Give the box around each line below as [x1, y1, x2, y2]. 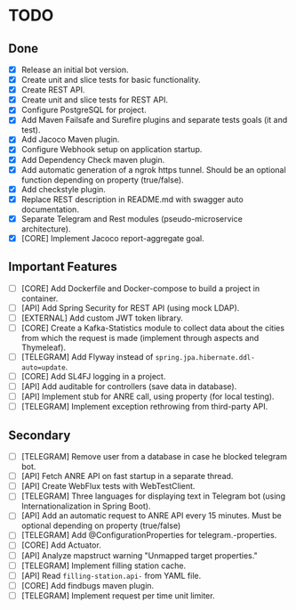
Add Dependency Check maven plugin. [20, 154, 165, 165]
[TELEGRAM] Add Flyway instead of [20, 351, 154, 362]
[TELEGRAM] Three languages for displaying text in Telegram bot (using [20, 491, 286, 501]
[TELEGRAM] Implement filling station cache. [20, 560, 187, 571]
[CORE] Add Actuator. [20, 540, 101, 550]
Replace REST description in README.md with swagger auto [20, 193, 244, 205]
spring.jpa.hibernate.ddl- [155, 353, 255, 362]
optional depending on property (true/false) [20, 520, 181, 531]
